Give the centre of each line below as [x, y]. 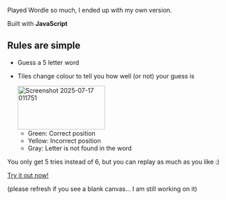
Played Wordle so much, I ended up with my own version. [90, 10]
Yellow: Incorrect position [64, 141]
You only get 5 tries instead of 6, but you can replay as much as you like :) [113, 162]
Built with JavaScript [37, 23]
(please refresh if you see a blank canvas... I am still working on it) [102, 189]
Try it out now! [28, 175]
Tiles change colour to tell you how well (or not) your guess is [106, 76]
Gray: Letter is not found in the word [80, 148]
